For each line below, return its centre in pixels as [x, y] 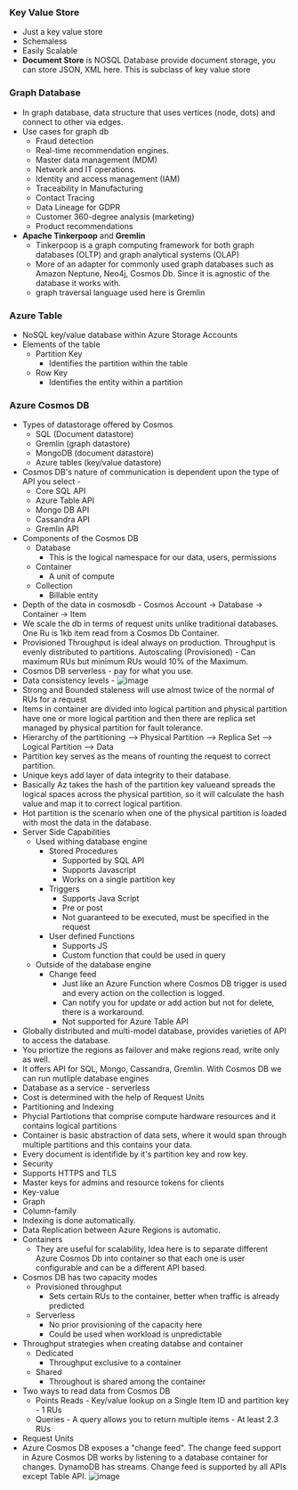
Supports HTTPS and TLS [69, 1173]
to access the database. [66, 1041]
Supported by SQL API [103, 860]
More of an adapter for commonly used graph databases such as [154, 264]
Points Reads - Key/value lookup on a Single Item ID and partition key [162, 1401]
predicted [66, 1306]
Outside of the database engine [93, 965]
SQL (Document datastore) [85, 434]
